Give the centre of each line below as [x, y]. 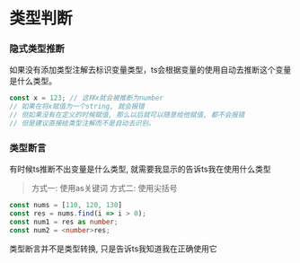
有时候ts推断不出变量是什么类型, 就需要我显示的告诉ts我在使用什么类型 [140, 169]
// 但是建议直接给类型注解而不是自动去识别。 [82, 123]
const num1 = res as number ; [64, 222]
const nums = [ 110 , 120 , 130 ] [66, 206]
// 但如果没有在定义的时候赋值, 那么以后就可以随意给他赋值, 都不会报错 [127, 115]
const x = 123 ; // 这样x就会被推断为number [87, 98]
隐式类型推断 [37, 48]
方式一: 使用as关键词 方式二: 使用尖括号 [104, 188]
